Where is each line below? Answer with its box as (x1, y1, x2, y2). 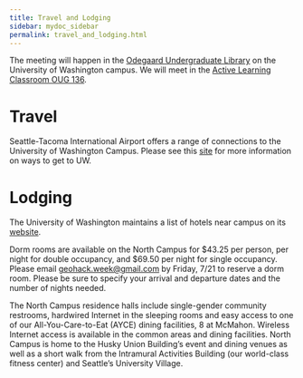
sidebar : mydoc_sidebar (9, 22, 99, 31)
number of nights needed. (9, 283, 107, 294)
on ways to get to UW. (9, 155, 92, 166)
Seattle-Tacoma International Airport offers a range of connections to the (9, 136, 282, 147)
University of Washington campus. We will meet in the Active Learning (9, 64, 271, 75)
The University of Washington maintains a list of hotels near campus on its (9, 217, 287, 228)
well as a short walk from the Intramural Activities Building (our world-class (9, 348, 289, 359)
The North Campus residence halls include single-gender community (9, 300, 267, 311)
